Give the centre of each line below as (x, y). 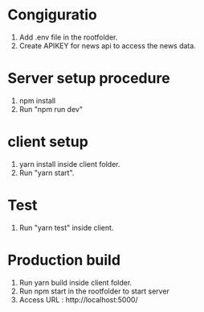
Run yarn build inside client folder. (75, 282)
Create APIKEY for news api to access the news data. (107, 45)
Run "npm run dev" (51, 109)
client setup (48, 142)
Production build (64, 260)
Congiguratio (53, 15)
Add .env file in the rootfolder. (68, 37)
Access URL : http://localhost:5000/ (78, 299)
